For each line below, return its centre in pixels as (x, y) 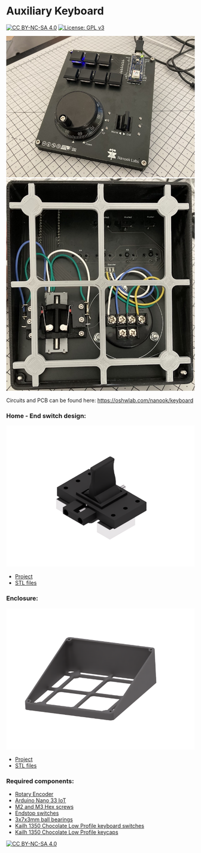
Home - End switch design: (46, 416)
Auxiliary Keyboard (55, 11)
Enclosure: (22, 598)
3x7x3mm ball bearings (44, 820)
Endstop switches (37, 813)
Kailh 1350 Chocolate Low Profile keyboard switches (80, 826)
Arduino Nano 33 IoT (40, 800)
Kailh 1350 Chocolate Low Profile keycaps (66, 832)
